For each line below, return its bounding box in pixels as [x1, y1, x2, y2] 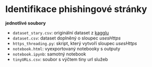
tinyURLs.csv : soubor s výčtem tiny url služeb [12, 56, 108, 62]
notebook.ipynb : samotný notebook [12, 51, 86, 57]
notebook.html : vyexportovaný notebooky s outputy [12, 45, 121, 51]
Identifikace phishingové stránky [5, 3, 147, 15]
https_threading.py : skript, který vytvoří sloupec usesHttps [12, 40, 137, 46]
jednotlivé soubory [5, 20, 46, 26]
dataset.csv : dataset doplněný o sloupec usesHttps [12, 35, 121, 41]
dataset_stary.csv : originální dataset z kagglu [12, 29, 109, 35]
